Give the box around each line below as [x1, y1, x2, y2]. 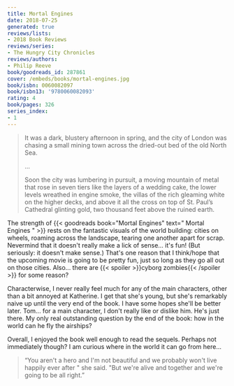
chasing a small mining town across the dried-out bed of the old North [24, 141, 227, 149]
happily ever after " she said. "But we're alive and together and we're [24, 363, 224, 371]
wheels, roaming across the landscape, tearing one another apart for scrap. [7, 234, 225, 242]
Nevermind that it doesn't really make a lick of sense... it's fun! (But [7, 241, 200, 249]
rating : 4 [7, 95, 36, 102]
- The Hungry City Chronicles [7, 50, 96, 57]
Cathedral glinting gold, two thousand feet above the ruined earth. [24, 205, 215, 213]
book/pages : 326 [7, 101, 54, 108]
